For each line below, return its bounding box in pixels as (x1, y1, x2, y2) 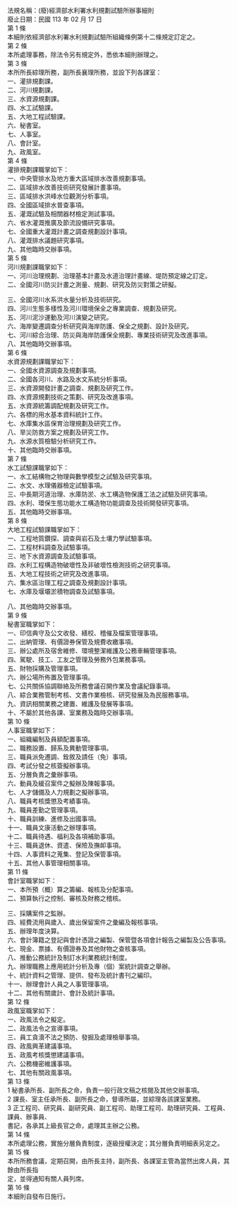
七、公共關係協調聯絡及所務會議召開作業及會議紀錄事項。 (7, 682, 174, 690)
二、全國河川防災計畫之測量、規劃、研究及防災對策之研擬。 (7, 280, 181, 289)
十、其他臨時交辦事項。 (7, 446, 75, 454)
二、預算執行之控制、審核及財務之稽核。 (7, 894, 125, 902)
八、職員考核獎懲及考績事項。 (7, 797, 94, 805)
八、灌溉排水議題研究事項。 (7, 236, 88, 244)
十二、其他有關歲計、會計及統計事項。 (7, 989, 119, 997)
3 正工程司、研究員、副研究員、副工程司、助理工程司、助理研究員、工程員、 (7, 1104, 229, 1112)
